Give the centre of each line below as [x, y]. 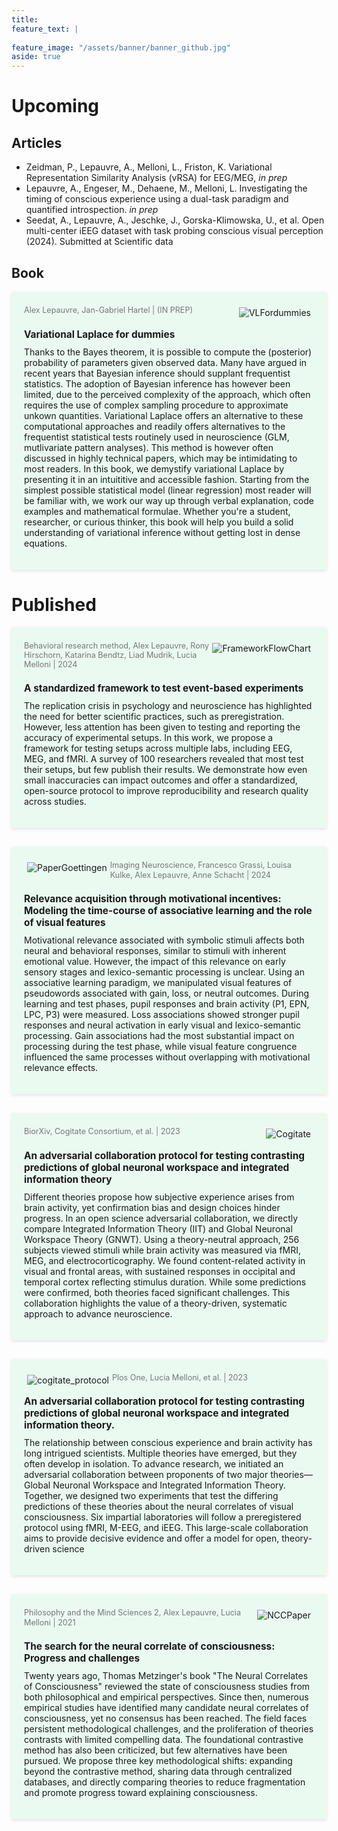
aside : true [36, 57]
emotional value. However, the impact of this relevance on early [155, 962]
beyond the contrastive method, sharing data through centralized [158, 1772]
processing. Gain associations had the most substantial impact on [159, 1036]
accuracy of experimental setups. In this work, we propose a [149, 738]
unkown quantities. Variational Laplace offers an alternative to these [164, 415]
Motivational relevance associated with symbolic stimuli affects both [164, 940]
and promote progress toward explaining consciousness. [141, 1793]
